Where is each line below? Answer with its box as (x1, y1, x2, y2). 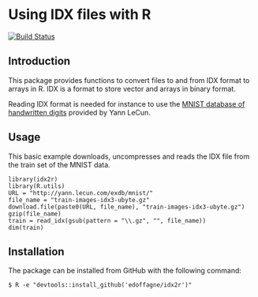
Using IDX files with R (8, 6, 151, 24)
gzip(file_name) (8, 209, 62, 218)
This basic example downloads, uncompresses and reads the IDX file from (8, 152, 250, 161)
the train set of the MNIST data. (8, 160, 110, 169)
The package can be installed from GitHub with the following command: (8, 266, 242, 276)
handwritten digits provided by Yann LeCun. (8, 107, 151, 117)
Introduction (8, 55, 71, 68)
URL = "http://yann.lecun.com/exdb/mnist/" (8, 189, 154, 197)
